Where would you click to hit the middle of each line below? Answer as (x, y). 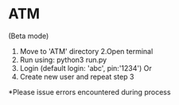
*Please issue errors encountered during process (89, 91)
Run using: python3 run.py (63, 60)
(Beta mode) (29, 36)
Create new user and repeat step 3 (77, 76)
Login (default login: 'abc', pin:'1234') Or (86, 68)
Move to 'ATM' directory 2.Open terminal (86, 51)
